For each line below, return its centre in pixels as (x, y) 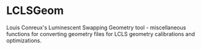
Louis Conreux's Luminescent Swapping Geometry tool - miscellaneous (96, 27)
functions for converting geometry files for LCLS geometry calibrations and (100, 34)
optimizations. (24, 40)
